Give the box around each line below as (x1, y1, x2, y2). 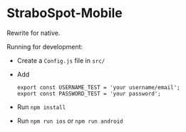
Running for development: (6, 42, 83, 51)
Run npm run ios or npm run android (16, 116, 123, 125)
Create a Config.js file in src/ (16, 56, 105, 65)
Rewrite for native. (6, 29, 61, 37)
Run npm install (16, 102, 66, 111)
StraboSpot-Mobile (6, 5, 123, 21)
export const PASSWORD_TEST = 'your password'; (16, 90, 161, 97)
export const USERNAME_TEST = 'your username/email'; (16, 83, 180, 91)
